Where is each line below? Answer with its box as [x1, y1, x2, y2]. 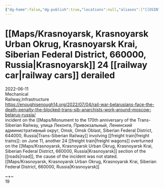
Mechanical [5, 91, 28, 97]
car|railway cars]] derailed [5, 69, 115, 81]
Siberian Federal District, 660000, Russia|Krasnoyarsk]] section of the [5, 148, 146, 154]
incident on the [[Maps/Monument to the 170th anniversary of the [5, 117, 137, 123]
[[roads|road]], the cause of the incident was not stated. [5, 153, 118, 159]
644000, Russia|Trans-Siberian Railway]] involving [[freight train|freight [5, 132, 150, 138]
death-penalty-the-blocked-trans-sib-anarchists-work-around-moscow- [5, 106, 151, 112]
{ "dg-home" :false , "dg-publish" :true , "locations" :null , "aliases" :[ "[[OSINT [5, 7, 161, 12]
